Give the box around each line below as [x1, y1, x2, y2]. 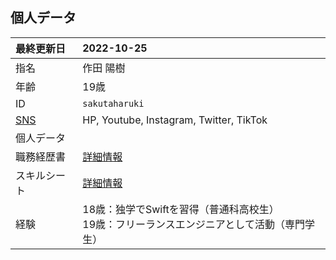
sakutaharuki [82, 98, 145, 109]
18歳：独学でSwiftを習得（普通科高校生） [82, 202, 280, 216]
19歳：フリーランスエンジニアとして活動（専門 [82, 217, 305, 231]
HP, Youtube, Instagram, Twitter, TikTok [82, 113, 268, 127]
